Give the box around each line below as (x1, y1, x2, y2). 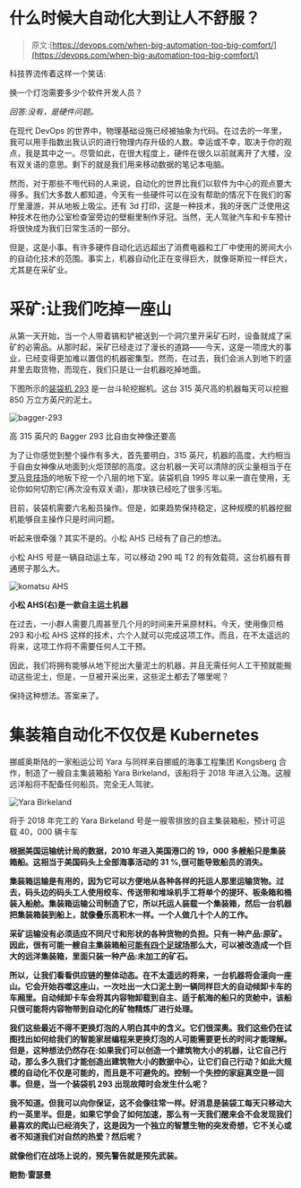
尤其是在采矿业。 (9, 264, 73, 274)
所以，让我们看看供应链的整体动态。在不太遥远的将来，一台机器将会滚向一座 (9, 969, 292, 980)
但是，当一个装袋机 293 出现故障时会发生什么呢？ (24, 1078, 209, 1089)
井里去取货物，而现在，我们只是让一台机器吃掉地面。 (9, 364, 206, 375)
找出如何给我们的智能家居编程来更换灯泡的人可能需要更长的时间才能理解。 (16, 1033, 292, 1045)
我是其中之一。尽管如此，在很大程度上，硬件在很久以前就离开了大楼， (24, 147, 284, 158)
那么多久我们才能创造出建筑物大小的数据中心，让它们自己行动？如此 (24, 1055, 276, 1067)
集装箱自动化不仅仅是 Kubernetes (9, 725, 260, 745)
